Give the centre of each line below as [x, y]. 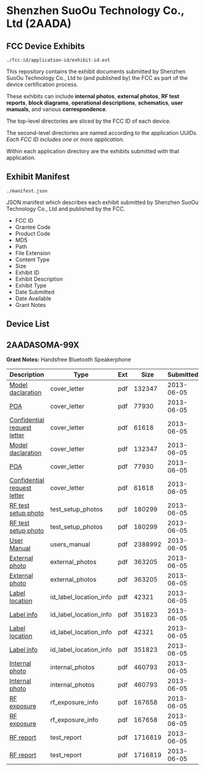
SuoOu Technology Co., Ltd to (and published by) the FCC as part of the [97, 78]
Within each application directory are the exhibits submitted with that [93, 151]
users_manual [70, 545]
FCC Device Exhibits [46, 46]
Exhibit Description [39, 279]
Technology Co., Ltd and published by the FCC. [66, 209]
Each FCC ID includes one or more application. [65, 139]
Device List [28, 324]
